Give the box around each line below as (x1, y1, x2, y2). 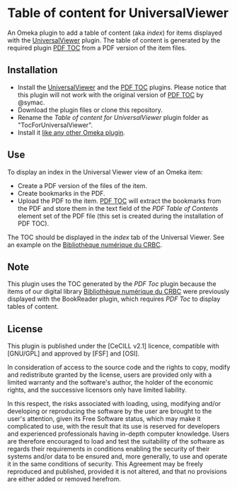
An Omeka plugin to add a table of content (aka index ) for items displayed (7, 28, 222, 37)
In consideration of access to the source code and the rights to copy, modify (7, 363, 231, 372)
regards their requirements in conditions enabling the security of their (7, 445, 210, 454)
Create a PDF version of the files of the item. (17, 181, 147, 189)
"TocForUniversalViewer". (17, 121, 93, 129)
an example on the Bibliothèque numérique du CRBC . (7, 240, 163, 249)
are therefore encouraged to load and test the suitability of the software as (7, 437, 225, 446)
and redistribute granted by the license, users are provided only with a (7, 370, 212, 379)
